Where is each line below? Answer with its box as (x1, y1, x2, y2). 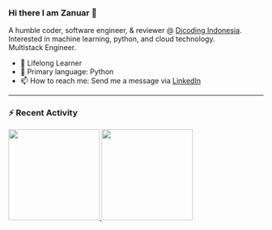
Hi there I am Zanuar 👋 (8, 7, 97, 19)
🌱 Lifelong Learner (19, 58, 83, 68)
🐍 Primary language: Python (19, 67, 114, 77)
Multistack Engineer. (8, 43, 77, 52)
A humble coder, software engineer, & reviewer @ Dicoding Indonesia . (8, 26, 242, 36)
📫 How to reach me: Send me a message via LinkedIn (19, 76, 201, 86)
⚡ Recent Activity (8, 107, 79, 119)
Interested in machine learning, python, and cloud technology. (8, 34, 215, 44)
